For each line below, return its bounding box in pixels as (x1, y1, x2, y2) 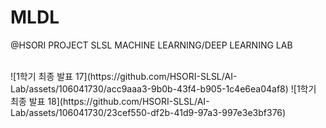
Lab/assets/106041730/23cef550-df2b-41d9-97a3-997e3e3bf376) (10, 106, 287, 118)
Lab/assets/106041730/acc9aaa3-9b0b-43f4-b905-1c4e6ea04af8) (10, 82, 289, 95)
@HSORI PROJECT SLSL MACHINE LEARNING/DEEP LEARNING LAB (10, 39, 293, 51)
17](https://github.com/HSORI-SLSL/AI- (74, 70, 238, 82)
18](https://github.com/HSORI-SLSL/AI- (47, 95, 210, 107)
